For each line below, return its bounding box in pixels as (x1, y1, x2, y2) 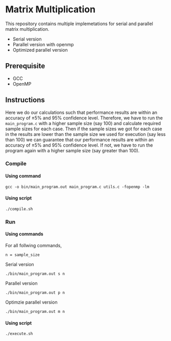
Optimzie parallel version (5, 299, 58, 306)
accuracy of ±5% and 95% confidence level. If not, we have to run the (5, 142, 153, 148)
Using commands (5, 231, 43, 237)
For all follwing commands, (5, 243, 62, 249)
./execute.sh (5, 331, 33, 336)
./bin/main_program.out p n (5, 290, 65, 295)
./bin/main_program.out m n (5, 309, 65, 314)
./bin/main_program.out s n (5, 271, 65, 276)
